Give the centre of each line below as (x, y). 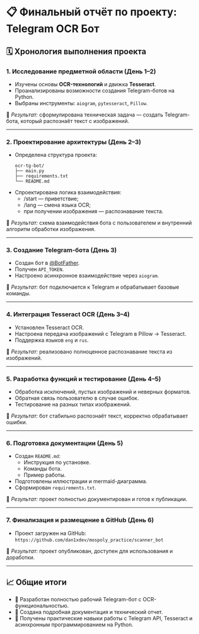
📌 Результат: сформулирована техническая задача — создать (85, 115)
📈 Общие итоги (36, 583)
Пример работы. (45, 475)
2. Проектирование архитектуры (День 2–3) (74, 142)
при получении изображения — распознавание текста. (94, 212)
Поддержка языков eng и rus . (52, 340)
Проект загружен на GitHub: (50, 533)
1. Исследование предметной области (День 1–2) (81, 71)
